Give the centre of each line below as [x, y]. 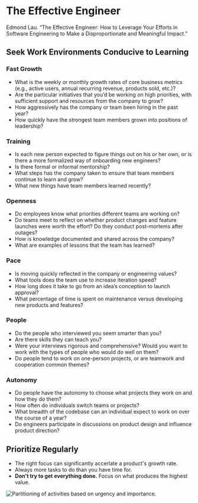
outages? [26, 233]
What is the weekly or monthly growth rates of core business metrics [99, 82]
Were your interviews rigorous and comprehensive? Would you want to [101, 346]
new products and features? [49, 305]
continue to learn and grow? [49, 179]
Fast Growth [24, 69]
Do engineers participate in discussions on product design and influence [103, 424]
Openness [21, 201]
